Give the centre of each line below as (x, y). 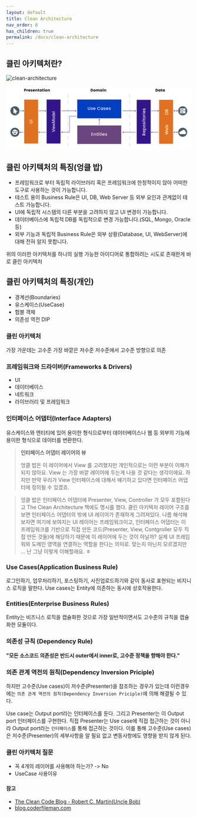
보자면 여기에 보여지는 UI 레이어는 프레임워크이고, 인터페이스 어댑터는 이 (103, 522)
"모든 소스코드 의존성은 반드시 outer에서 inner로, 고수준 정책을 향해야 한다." (93, 655)
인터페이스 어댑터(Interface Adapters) (59, 419)
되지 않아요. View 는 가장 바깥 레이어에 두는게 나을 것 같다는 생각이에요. (102, 472)
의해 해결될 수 (165, 693)
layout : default (26, 12)
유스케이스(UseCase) (39, 305)
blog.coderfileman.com (43, 808)
